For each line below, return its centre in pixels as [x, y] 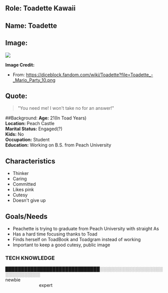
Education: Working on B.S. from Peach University [58, 145]
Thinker [21, 173]
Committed [24, 184]
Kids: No [15, 134]
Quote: [16, 96]
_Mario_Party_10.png [34, 80]
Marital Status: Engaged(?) [34, 129]
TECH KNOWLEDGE [30, 258]
